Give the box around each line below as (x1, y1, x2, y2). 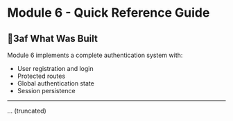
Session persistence (17, 87, 76, 95)
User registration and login (17, 65, 94, 72)
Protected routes (17, 72, 66, 80)
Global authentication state (17, 79, 95, 88)
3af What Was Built (7, 33, 98, 45)
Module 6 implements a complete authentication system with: (7, 51, 183, 59)
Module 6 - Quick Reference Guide (7, 5, 210, 21)
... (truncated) (7, 106, 46, 115)
